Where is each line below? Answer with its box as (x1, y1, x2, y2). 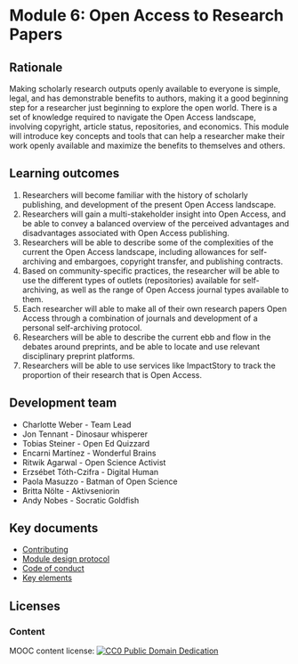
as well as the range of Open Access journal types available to (60, 284, 289, 295)
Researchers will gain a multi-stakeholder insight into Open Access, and (21, 209, 286, 219)
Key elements (21, 572, 73, 584)
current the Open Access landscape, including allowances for (21, 246, 249, 257)
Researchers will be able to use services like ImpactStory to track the (21, 360, 276, 371)
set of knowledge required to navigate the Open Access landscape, (9, 112, 256, 122)
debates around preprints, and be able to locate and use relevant (21, 340, 261, 352)
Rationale (9, 60, 63, 75)
